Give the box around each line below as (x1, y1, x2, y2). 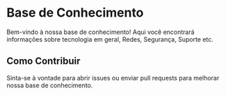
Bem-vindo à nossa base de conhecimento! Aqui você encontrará (6, 28, 195, 36)
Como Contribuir (6, 55, 81, 67)
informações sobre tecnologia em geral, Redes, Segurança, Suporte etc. (6, 35, 213, 43)
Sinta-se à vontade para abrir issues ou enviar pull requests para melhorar (6, 74, 220, 82)
